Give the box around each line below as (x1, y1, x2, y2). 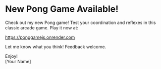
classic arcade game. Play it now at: (5, 24, 78, 30)
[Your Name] (5, 58, 31, 64)
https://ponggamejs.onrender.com (5, 34, 75, 40)
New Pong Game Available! (5, 3, 119, 15)
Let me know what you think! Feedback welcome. (5, 44, 107, 49)
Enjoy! (5, 53, 18, 59)
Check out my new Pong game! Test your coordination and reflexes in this (5, 20, 156, 25)
